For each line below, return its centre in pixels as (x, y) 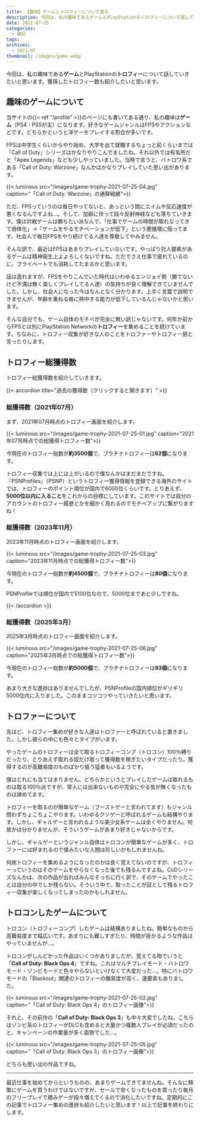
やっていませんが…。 (32, 943)
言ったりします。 (27, 341)
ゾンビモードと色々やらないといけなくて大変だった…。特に (99, 971)
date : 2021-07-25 (28, 23)
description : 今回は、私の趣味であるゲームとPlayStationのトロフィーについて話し (98, 17)
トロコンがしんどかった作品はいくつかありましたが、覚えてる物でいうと (95, 956)
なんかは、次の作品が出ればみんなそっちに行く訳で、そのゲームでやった (100, 877)
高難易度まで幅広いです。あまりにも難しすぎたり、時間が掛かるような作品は (100, 935)
